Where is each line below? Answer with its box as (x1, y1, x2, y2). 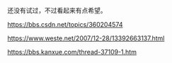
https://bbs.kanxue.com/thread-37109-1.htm (7, 48, 137, 56)
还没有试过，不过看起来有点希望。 (7, 6, 107, 14)
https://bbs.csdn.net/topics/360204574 (7, 21, 123, 28)
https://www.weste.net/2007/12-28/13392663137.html (7, 34, 165, 42)
